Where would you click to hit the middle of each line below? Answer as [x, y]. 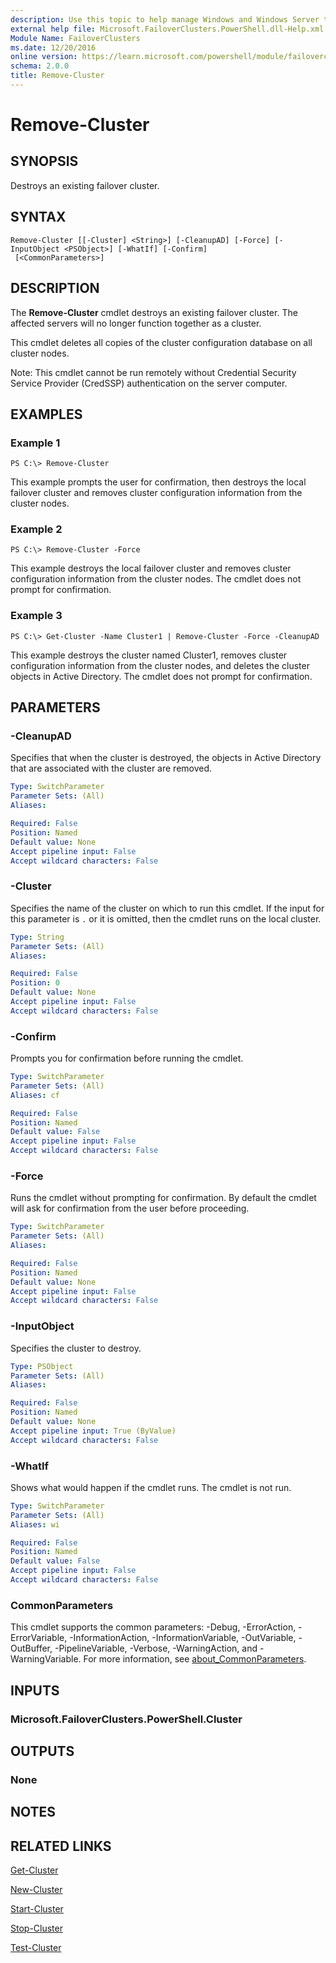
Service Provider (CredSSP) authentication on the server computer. [149, 383]
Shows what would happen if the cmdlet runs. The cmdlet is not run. [151, 1487]
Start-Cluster [37, 1909]
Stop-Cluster [36, 1928]
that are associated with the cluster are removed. [111, 768]
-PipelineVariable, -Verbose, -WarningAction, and [156, 1648]
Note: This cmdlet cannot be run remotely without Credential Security [153, 372]
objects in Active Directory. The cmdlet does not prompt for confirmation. [161, 676]
